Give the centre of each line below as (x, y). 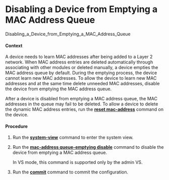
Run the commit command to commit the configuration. (70, 172)
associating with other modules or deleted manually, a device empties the (82, 68)
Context (14, 45)
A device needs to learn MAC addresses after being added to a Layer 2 (79, 57)
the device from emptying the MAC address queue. (59, 89)
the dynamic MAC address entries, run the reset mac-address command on (84, 109)
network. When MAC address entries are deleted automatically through (79, 62)
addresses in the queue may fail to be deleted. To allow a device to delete (82, 104)
